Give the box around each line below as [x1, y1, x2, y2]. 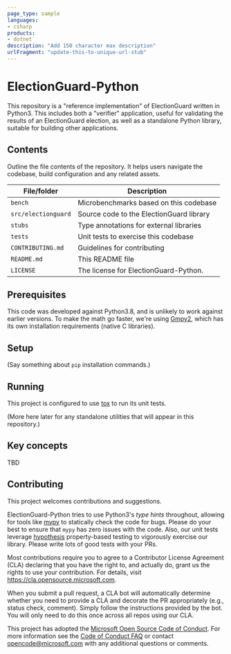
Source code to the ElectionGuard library [77, 209, 210, 218]
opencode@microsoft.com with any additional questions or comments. [7, 639, 209, 647]
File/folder [23, 186, 59, 196]
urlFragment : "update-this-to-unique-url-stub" [7, 49, 147, 56]
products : [7, 29, 36, 37]
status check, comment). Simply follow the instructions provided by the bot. [7, 603, 223, 612]
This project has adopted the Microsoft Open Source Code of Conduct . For [7, 624, 221, 633]
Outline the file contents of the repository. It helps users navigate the [7, 162, 203, 171]
